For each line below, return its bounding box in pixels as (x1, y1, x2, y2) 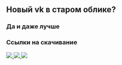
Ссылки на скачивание (6, 38, 78, 47)
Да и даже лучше (6, 22, 60, 31)
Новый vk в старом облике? (6, 5, 117, 15)
